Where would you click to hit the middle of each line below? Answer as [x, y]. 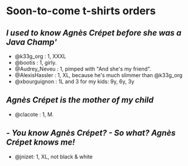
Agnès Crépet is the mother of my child [80, 100]
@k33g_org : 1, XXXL [40, 56]
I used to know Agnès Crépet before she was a [94, 33]
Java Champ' [32, 42]
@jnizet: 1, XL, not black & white [54, 157]
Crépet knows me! [41, 143]
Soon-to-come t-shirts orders [81, 11]
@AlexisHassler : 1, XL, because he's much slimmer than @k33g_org [98, 75]
